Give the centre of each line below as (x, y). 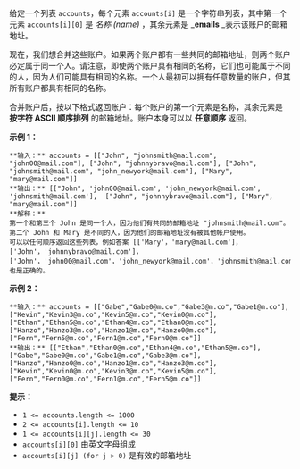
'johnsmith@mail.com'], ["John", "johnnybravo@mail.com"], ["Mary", (142, 197)
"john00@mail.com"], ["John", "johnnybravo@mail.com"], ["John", (133, 163)
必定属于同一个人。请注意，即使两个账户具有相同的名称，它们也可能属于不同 (150, 66)
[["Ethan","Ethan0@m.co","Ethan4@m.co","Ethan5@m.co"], (155, 348)
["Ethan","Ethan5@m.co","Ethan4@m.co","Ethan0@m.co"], (113, 322)
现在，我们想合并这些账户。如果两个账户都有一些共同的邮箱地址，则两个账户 (150, 54)
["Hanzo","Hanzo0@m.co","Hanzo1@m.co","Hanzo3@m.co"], (113, 364)
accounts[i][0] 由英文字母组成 (79, 444)
